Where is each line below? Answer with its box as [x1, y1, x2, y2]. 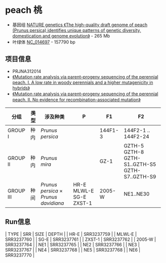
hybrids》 [12, 85, 30, 91]
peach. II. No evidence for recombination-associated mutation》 [12, 97, 141, 103]
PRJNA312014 [12, 68, 41, 74]
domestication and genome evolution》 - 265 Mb [12, 33, 110, 38]
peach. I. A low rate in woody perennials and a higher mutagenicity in [12, 79, 153, 85]
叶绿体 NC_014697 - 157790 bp [12, 39, 76, 45]
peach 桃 [5, 4, 42, 16]
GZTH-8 [124, 149, 144, 155]
